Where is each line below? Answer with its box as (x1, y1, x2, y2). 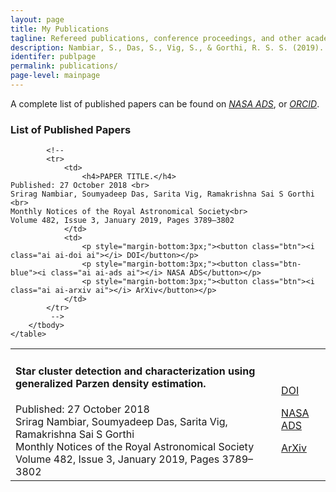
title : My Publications (10, 24, 110, 34)
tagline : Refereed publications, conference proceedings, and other (10, 33, 302, 43)
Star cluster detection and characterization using (15, 364, 256, 378)
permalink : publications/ (10, 61, 118, 71)
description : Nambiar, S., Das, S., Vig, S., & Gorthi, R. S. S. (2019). (10, 42, 325, 53)
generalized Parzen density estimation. (15, 376, 207, 390)
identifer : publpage (10, 52, 97, 62)
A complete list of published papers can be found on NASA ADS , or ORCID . (10, 97, 320, 110)
